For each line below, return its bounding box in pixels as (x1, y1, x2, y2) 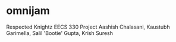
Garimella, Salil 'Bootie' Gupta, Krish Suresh (6, 29, 114, 36)
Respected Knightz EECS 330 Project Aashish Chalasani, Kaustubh (6, 23, 171, 30)
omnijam (6, 4, 51, 17)
